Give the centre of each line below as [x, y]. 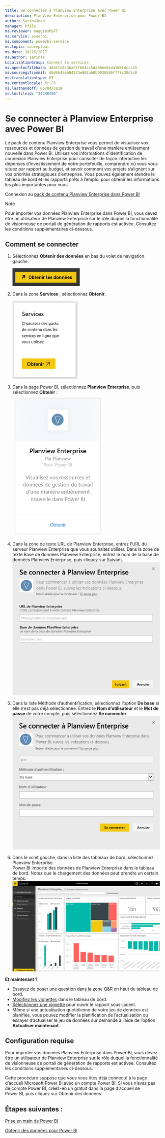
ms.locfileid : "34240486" [31, 94]
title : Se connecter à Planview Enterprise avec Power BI [66, 10]
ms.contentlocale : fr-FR [30, 83]
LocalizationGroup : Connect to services [47, 62]
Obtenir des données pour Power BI [41, 1131]
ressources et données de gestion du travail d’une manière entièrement [77, 148]
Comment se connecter [42, 244]
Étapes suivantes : [34, 1109]
